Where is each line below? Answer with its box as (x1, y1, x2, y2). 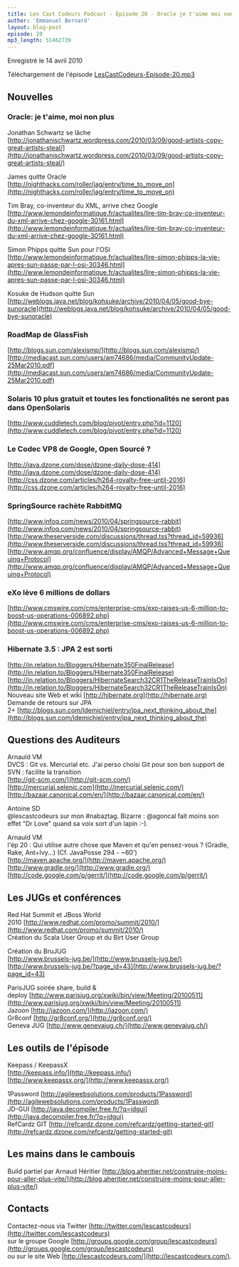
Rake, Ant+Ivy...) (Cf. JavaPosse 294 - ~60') (7, 848, 137, 857)
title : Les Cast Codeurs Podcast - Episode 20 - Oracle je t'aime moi (7, 10, 221, 18)
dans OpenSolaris (7, 403, 70, 413)
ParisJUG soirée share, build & (7, 983, 97, 992)
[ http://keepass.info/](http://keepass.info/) (7, 1069, 132, 1077)
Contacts (7, 1203, 50, 1215)
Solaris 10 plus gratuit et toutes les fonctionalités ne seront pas (7, 394, 230, 404)
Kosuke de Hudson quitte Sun (7, 289, 95, 297)
